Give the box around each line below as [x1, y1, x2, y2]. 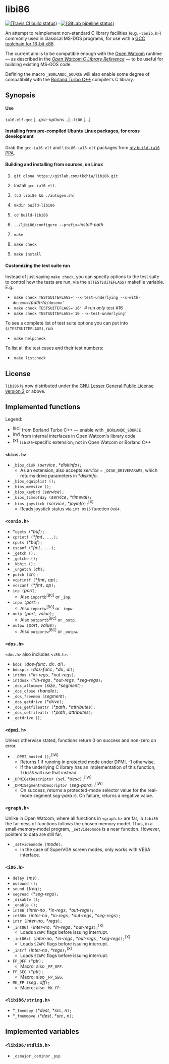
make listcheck [14, 356, 46, 361]
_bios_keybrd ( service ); [12, 489, 65, 495]
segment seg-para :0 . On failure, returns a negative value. [33, 792, 153, 799]
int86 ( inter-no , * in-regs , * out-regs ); [12, 907, 94, 913]
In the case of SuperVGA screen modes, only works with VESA [20, 846, 150, 853]
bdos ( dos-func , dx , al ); [12, 661, 67, 667]
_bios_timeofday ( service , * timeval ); [12, 494, 92, 500]
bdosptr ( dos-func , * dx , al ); [12, 666, 75, 672]
